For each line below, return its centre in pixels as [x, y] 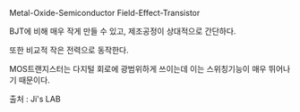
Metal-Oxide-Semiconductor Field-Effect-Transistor [105, 13]
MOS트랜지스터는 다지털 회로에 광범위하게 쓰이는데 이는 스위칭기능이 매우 [138, 69]
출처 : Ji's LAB [35, 99]
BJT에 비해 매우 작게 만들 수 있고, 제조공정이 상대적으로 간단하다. [123, 31]
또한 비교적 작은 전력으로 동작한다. [69, 50]
